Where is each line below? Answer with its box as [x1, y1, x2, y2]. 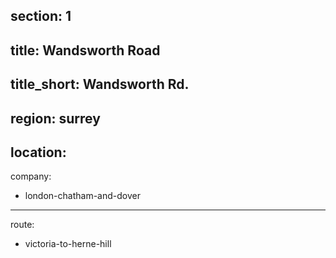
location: [10, 144, 67, 161]
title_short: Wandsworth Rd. [10, 76, 190, 93]
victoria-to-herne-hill [24, 238, 112, 250]
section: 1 [10, 8, 72, 25]
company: [10, 170, 52, 183]
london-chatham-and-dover [24, 190, 141, 202]
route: [10, 219, 35, 231]
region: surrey [10, 110, 101, 127]
